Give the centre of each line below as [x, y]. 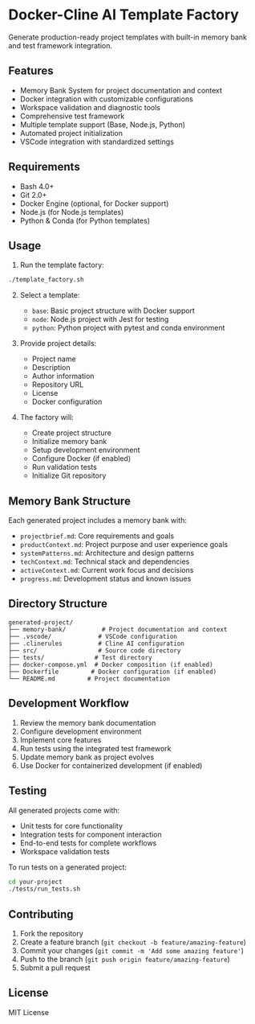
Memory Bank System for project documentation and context [121, 90]
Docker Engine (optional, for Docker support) [94, 204]
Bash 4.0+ [37, 186]
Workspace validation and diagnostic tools [90, 107]
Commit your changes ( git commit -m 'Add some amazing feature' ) [132, 951]
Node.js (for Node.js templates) [72, 212]
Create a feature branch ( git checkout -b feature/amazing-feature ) [133, 942]
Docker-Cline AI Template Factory [123, 15]
